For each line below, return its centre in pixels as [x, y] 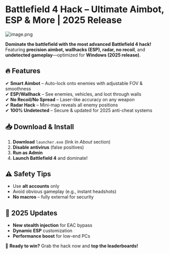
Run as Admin [28, 152]
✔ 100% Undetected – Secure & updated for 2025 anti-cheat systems [79, 110]
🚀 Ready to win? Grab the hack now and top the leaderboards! [72, 246]
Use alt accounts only [36, 186]
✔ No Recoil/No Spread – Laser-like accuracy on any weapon [70, 99]
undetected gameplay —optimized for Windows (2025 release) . [73, 55]
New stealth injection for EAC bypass [52, 225]
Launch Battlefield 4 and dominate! [50, 158]
